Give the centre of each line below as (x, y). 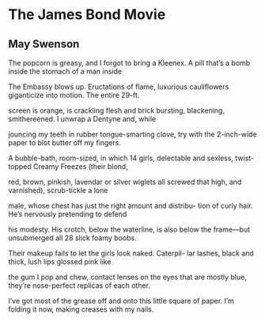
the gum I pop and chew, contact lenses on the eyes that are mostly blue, (127, 277)
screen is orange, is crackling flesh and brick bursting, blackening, (117, 110)
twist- (245, 158)
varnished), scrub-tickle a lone (58, 190)
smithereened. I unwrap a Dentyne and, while (82, 119)
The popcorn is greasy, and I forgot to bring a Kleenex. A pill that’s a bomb (129, 63)
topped (20, 167)
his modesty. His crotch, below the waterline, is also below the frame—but (129, 229)
